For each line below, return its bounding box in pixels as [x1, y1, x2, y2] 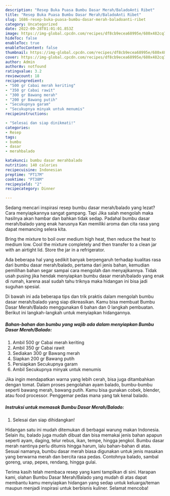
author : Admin [5, 59, 35, 64]
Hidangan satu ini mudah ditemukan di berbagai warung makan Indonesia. [5, 427, 160, 433]
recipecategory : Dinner [5, 186, 56, 191]
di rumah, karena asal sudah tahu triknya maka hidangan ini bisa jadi [5, 278, 148, 284]
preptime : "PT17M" [5, 172, 44, 177]
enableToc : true [5, 41, 39, 46]
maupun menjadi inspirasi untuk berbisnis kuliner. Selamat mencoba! [5, 485, 149, 491]
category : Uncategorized [5, 21, 58, 27]
